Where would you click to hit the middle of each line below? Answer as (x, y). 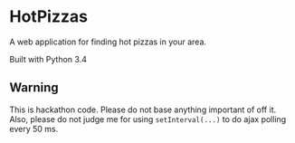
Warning (34, 88)
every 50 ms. (34, 129)
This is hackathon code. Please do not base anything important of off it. (143, 110)
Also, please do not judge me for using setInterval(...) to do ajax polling (148, 119)
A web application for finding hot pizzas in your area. (108, 42)
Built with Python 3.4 (48, 59)
